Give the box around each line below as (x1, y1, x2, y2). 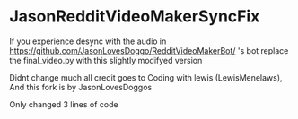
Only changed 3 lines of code (9, 98, 118, 109)
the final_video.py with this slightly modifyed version (9, 55, 203, 65)
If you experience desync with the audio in (9, 36, 167, 47)
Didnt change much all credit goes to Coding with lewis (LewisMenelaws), (9, 72, 283, 82)
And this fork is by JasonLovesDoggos (9, 81, 153, 92)
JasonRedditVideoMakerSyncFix (9, 6, 260, 27)
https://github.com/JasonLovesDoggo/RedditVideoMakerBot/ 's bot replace (9, 45, 289, 55)
